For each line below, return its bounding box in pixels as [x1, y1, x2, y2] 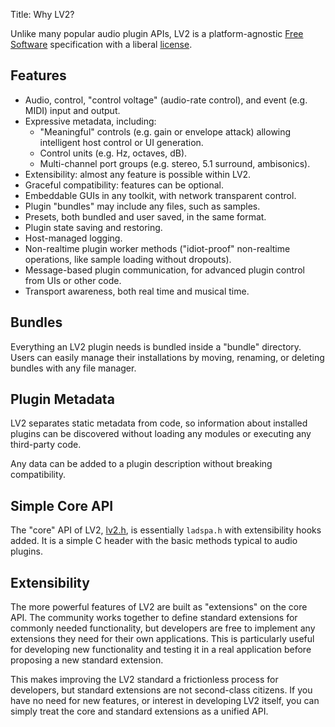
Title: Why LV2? [10, 9, 75, 20]
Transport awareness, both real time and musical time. [24, 285, 250, 297]
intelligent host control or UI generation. [39, 136, 204, 148]
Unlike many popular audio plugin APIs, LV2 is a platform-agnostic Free [10, 28, 304, 39]
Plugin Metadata [10, 391, 115, 408]
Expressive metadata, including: [24, 115, 157, 127]
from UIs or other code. [24, 274, 122, 286]
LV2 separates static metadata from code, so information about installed [10, 417, 308, 429]
